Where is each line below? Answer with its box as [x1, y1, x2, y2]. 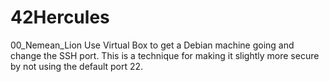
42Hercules [10, 6, 110, 29]
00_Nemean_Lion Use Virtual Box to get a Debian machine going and [10, 39, 295, 51]
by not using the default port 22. [10, 60, 144, 72]
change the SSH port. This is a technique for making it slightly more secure [10, 49, 320, 61]
